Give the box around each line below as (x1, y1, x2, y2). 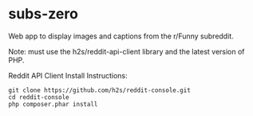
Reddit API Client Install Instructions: (8, 70, 128, 80)
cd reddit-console (8, 93, 69, 101)
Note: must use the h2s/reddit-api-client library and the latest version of (8, 46, 245, 56)
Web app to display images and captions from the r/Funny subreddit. (8, 31, 234, 41)
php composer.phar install (8, 100, 98, 108)
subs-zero (8, 5, 78, 23)
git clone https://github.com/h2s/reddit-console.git (8, 86, 192, 94)
